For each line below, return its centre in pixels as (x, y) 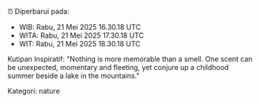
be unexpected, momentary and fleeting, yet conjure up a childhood (118, 67)
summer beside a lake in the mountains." (73, 75)
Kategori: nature (34, 91)
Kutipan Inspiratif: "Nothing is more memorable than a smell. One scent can (130, 59)
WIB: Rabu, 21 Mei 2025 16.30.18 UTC (80, 27)
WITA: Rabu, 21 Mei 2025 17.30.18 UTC (81, 35)
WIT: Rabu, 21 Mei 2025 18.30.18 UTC (80, 44)
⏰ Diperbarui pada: (39, 11)
